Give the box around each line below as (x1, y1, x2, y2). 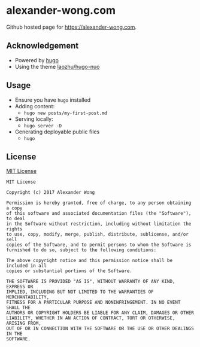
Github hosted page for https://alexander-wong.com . (6, 23, 137, 31)
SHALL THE (6, 305, 31, 311)
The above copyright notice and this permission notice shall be (6, 258, 172, 264)
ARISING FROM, (6, 321, 42, 327)
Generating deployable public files (14, 128, 100, 135)
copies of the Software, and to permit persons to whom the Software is (6, 242, 192, 248)
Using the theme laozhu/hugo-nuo (14, 63, 100, 70)
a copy (6, 205, 23, 211)
